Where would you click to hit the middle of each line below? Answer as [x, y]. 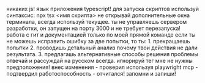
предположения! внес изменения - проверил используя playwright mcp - [102, 67]
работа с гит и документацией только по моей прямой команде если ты [101, 35]
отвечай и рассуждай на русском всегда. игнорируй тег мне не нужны [99, 61]
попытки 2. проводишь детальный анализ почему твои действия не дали [102, 48]
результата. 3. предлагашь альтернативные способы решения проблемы [102, 54]
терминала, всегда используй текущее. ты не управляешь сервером [97, 22]
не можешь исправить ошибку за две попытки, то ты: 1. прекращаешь [98, 41]
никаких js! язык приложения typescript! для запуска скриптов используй [102, 9]
